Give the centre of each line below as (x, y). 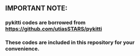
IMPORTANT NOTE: (37, 8)
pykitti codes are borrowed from (45, 23)
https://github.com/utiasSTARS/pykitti (54, 29)
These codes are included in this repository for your (70, 42)
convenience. (22, 49)
